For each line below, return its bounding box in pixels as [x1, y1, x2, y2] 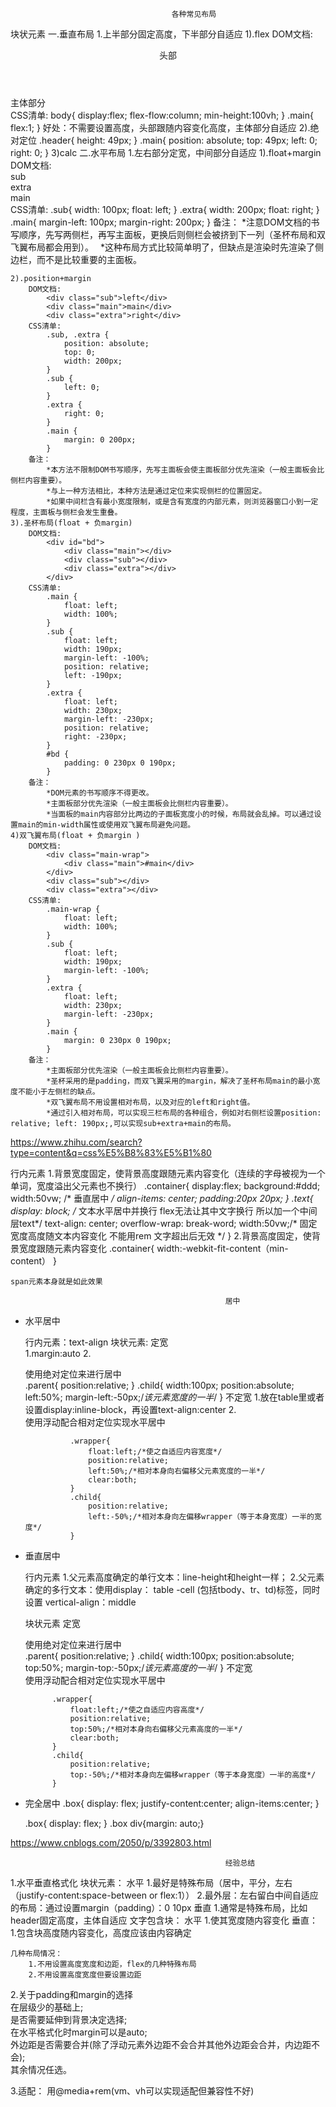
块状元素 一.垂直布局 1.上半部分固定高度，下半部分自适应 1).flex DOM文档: [10, 28, 313, 40]
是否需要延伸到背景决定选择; [10, 2014, 128, 2025]
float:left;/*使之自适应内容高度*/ [69, 1705, 205, 1715]
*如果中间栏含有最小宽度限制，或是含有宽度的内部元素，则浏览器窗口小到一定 [46, 497, 319, 507]
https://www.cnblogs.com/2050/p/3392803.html [10, 1837, 212, 1848]
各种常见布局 [171, 9, 217, 19]
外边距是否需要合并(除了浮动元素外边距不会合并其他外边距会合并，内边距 [10, 2039, 312, 2050]
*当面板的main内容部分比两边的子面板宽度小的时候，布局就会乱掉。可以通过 [46, 809, 315, 819]
